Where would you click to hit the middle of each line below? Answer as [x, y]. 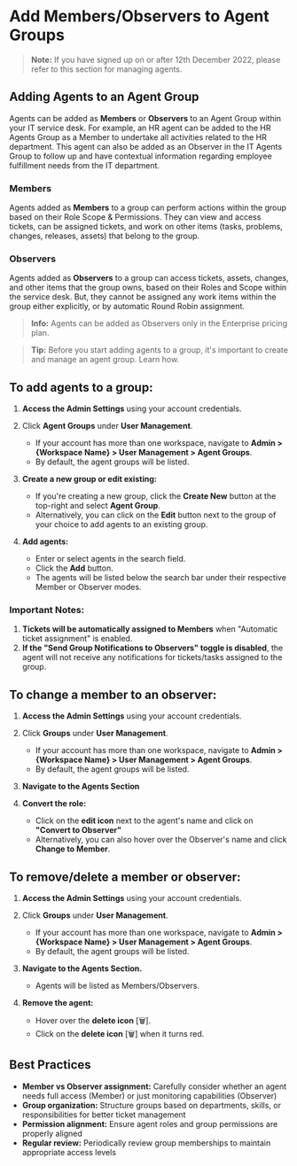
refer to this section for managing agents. [106, 69]
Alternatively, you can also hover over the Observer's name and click [161, 840]
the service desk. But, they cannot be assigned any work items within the [143, 297]
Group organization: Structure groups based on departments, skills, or [152, 1105]
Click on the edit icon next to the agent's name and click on [144, 820]
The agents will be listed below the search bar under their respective [160, 578]
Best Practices [50, 1065]
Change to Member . [73, 849]
